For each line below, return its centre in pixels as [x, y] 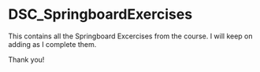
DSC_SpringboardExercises [100, 14]
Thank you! [26, 59]
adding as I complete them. [52, 44]
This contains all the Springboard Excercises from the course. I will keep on [131, 36]
